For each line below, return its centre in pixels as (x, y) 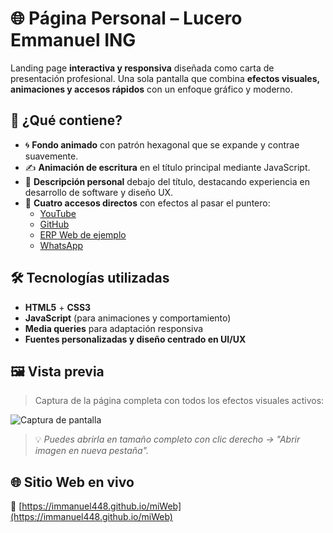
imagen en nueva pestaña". (92, 451)
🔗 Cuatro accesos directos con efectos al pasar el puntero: (147, 203)
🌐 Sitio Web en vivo (72, 482)
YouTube (58, 213)
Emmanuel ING (73, 40)
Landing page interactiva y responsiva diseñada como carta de (142, 68)
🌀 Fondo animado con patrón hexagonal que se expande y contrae (162, 144)
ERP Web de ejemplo (83, 234)
